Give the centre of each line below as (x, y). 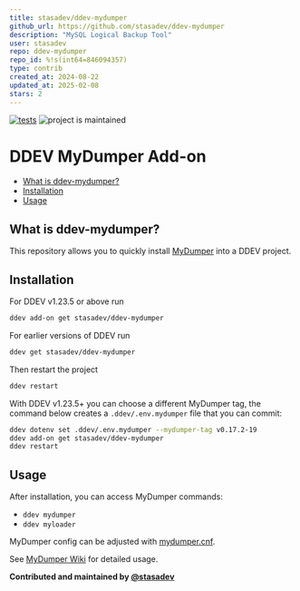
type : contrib (36, 69)
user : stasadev (38, 43)
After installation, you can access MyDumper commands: (116, 497)
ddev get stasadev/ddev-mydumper (73, 352)
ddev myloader (49, 525)
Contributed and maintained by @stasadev (92, 576)
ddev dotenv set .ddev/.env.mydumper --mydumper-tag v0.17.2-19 (133, 429)
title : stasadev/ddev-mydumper (68, 18)
